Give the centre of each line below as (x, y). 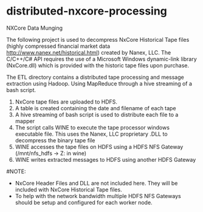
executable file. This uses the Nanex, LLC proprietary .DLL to (91, 134)
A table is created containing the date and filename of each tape (95, 108)
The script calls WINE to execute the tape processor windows (92, 127)
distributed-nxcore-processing (87, 11)
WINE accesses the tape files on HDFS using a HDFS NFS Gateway (99, 147)
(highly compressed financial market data (58, 46)
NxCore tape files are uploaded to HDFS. (66, 102)
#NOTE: (16, 171)
